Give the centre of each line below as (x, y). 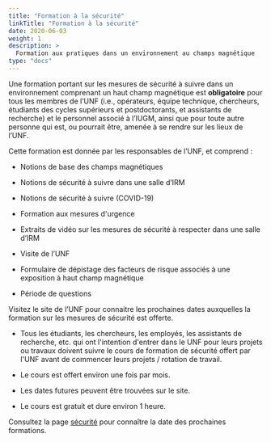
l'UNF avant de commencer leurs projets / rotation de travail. (121, 359)
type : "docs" (30, 61)
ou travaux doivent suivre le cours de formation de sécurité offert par (135, 350)
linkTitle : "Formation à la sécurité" (74, 23)
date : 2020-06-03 (38, 31)
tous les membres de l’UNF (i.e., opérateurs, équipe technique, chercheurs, (134, 101)
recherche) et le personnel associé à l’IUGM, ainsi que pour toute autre (126, 118)
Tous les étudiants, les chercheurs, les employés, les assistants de (131, 333)
